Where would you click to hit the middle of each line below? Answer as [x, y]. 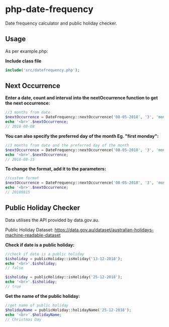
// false [14, 268]
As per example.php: [27, 51]
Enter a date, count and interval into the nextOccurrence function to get [82, 98]
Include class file [23, 61]
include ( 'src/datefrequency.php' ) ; [43, 70]
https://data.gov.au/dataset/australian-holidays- [104, 229]
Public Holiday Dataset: [29, 229]
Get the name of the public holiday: [43, 296]
